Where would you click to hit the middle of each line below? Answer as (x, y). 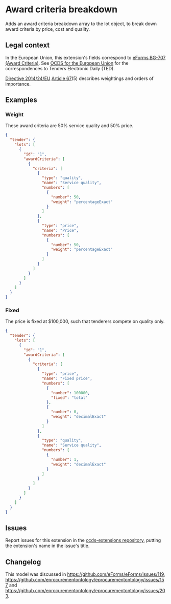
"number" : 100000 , (70, 393)
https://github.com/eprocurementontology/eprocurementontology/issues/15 (85, 580)
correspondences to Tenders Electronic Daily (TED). (60, 68)
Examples (21, 100)
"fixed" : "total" (69, 398)
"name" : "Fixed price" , (67, 379)
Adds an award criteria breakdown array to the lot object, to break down (81, 24)
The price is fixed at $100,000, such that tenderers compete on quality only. (85, 321)
